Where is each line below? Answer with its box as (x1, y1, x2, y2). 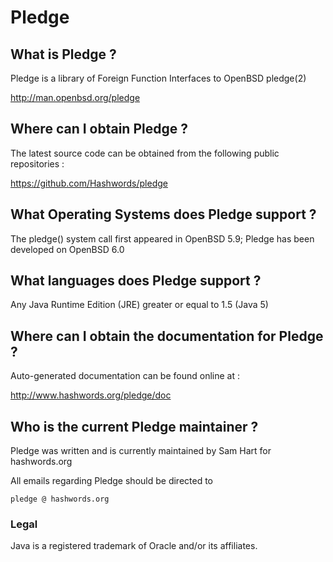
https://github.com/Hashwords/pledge (10, 177, 168, 189)
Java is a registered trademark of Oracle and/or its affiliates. (10, 540, 258, 552)
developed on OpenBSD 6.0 (10, 243, 125, 255)
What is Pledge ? (10, 46, 117, 63)
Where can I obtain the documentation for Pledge (10, 327, 324, 345)
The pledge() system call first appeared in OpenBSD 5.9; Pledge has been (10, 232, 315, 245)
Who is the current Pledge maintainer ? (10, 418, 259, 435)
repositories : (10, 157, 65, 170)
